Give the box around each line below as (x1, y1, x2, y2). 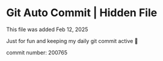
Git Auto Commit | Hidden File (6, 6, 158, 20)
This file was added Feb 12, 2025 (6, 26, 88, 33)
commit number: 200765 (6, 48, 68, 56)
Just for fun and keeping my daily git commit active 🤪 (6, 37, 138, 44)
